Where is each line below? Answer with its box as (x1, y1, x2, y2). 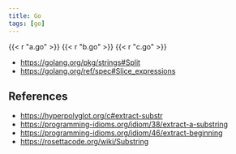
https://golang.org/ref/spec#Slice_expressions (19, 66, 176, 75)
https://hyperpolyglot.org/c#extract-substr (19, 111, 164, 121)
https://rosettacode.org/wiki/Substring (19, 137, 149, 147)
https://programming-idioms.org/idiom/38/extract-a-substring (19, 119, 229, 130)
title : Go (8, 11, 42, 20)
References (8, 89, 68, 103)
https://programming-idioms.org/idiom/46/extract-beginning (19, 128, 223, 138)
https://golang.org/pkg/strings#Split (19, 58, 140, 67)
